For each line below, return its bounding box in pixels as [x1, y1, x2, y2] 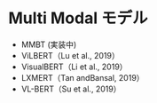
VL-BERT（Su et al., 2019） [20, 83, 122, 94]
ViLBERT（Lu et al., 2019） [20, 50, 121, 60]
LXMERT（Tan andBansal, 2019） [20, 72, 145, 83]
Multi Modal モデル [8, 8, 148, 28]
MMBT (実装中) [20, 39, 77, 50]
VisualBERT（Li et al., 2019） [20, 61, 128, 72]
